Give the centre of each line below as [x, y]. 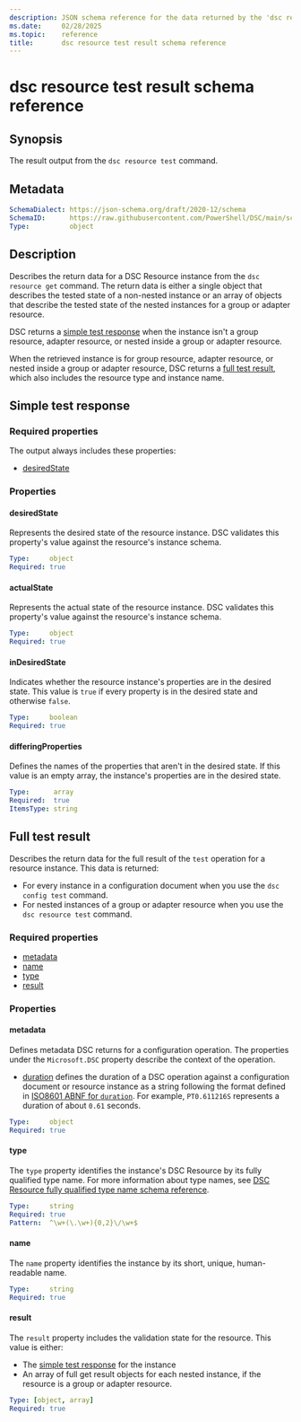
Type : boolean [43, 718]
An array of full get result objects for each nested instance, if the [142, 1374]
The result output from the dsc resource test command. [114, 161]
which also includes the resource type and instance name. [117, 377]
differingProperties [46, 746]
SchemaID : [28, 218]
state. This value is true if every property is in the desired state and [133, 691]
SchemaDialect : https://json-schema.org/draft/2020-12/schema [128, 210]
